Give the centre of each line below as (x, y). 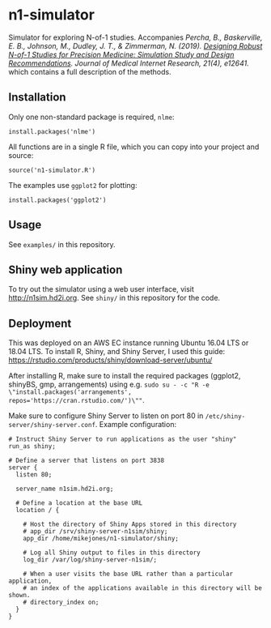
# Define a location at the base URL (79, 503)
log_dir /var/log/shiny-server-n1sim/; (90, 560)
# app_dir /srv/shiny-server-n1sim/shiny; (95, 532)
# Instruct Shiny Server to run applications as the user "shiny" (123, 439)
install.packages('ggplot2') (57, 200)
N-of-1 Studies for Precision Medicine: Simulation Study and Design (121, 54)
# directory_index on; (61, 602)
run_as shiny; (32, 446)
